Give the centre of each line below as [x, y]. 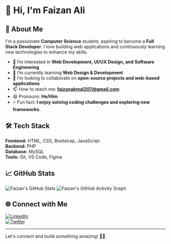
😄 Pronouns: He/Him [35, 96]
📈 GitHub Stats [30, 174]
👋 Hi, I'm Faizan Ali [45, 10]
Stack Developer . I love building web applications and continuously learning [85, 47]
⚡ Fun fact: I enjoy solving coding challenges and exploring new [81, 102]
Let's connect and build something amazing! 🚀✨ [55, 236]
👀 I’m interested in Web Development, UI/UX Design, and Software [83, 62]
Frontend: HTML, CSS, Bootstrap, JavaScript [53, 141]
